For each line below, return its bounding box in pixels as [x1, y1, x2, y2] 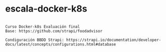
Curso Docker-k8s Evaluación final [5, 24, 80, 29]
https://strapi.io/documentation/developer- [66, 37, 161, 42]
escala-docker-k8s [5, 3, 87, 15]
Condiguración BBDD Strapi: [5, 37, 65, 42]
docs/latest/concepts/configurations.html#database [5, 41, 116, 47]
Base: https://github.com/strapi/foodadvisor [5, 28, 102, 33]
